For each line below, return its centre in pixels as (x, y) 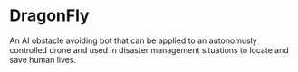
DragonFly (49, 16)
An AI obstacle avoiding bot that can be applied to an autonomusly (134, 40)
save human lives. (43, 59)
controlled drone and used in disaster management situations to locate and (149, 49)
